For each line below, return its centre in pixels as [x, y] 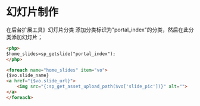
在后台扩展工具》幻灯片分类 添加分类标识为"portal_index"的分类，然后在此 [97, 30]
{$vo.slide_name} [28, 76]
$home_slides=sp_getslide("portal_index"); [61, 54]
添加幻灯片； [27, 37]
